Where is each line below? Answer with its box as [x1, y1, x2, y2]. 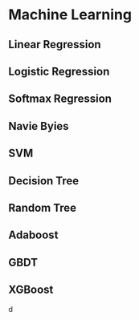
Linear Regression [8, 38, 102, 51]
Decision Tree [8, 174, 79, 188]
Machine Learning [8, 6, 133, 24]
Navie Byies [8, 119, 70, 133]
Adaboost [8, 229, 59, 242]
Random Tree [8, 201, 77, 214]
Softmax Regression [8, 92, 112, 106]
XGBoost [8, 283, 54, 297]
